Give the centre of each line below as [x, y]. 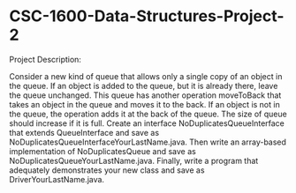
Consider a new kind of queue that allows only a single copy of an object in [146, 76]
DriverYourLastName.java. [57, 179]
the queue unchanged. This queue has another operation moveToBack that [145, 95]
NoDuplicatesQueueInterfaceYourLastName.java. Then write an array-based [148, 142]
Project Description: [46, 59]
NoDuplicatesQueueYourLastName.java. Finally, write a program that [134, 160]
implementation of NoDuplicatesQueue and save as [102, 151]
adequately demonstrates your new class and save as [107, 170]
